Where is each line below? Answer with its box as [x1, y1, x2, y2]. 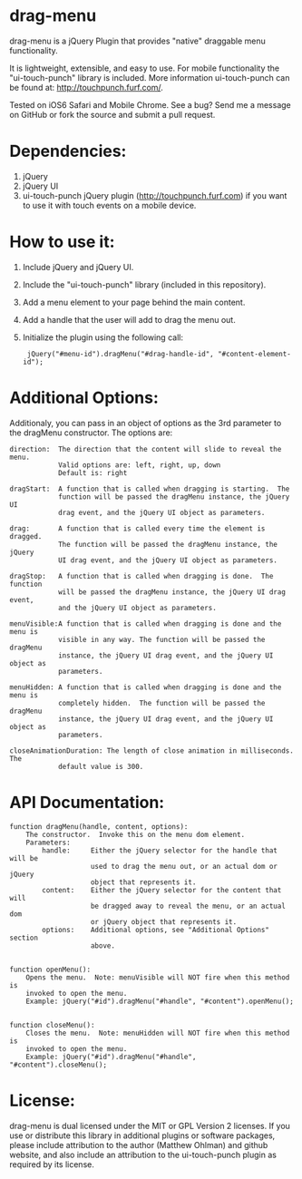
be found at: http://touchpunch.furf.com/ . [9, 82, 163, 93]
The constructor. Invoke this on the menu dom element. [25, 830, 246, 839]
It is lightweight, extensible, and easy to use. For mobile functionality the [9, 63, 280, 73]
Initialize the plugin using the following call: [22, 332, 184, 343]
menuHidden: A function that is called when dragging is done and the [9, 682, 282, 692]
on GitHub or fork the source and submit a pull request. [9, 109, 216, 120]
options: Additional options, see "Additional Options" [42, 925, 270, 934]
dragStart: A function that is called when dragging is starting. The [9, 484, 290, 493]
